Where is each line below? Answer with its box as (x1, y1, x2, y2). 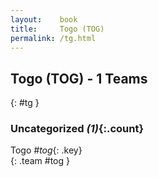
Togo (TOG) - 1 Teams (10, 70, 148, 87)
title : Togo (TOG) (10, 24, 105, 34)
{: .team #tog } (10, 155, 70, 167)
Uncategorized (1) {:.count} (10, 122, 145, 136)
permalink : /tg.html (10, 33, 97, 43)
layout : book (10, 14, 78, 25)
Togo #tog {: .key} (10, 144, 83, 156)
